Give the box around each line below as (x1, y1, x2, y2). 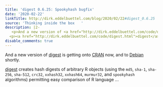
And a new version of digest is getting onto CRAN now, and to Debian (5, 52, 144, 58)
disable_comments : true (5, 39, 53, 43)
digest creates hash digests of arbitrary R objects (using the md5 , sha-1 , (5, 66, 147, 72)
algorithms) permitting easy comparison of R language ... (5, 76, 119, 82)
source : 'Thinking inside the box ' (5, 20, 83, 26)
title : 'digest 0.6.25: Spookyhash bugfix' (5, 7, 95, 12)
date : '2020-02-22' (5, 12, 45, 16)
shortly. (5, 57, 20, 63)
